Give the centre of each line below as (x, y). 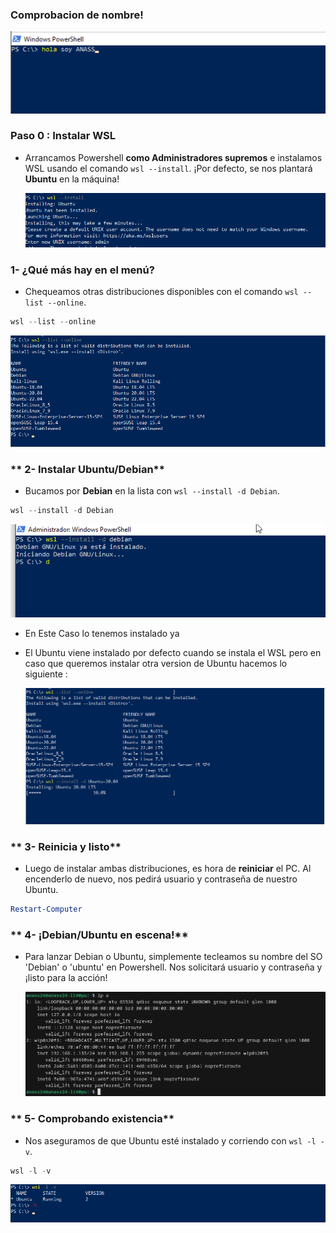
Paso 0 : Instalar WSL (63, 136)
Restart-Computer (46, 909)
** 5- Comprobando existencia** (92, 1119)
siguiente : (46, 674)
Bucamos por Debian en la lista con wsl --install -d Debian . (152, 490)
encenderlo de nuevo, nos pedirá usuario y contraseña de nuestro (161, 879)
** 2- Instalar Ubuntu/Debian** (87, 469)
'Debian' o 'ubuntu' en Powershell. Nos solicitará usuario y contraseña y (173, 967)
